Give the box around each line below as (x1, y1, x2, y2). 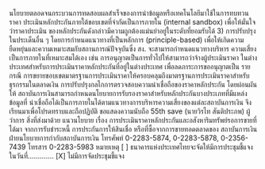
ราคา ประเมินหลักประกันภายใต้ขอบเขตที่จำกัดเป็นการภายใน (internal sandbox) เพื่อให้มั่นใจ (9, 17, 256, 26)
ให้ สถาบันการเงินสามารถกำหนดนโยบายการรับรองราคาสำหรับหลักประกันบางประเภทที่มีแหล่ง (9, 89, 248, 98)
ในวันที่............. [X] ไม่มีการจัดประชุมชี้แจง (9, 152, 125, 160)
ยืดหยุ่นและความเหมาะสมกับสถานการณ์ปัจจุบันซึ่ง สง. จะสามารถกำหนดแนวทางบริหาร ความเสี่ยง (9, 44, 257, 53)
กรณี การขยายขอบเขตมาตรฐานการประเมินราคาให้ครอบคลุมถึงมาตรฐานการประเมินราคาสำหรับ (9, 71, 250, 80)
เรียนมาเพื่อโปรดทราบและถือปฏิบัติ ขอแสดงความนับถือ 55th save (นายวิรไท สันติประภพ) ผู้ (9, 106, 251, 116)
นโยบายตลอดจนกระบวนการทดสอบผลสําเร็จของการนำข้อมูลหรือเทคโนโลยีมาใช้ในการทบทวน (9, 9, 249, 17)
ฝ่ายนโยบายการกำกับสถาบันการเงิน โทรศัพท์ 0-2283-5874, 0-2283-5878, (9, 133, 219, 143)
